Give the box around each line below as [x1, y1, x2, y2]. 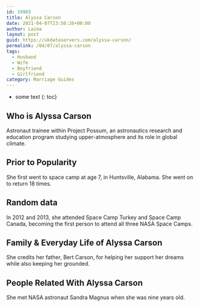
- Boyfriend [12, 65, 42, 72]
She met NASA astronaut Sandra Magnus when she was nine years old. [6, 294, 185, 301]
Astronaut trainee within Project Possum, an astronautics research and [6, 127, 183, 134]
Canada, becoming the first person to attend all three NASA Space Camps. [6, 220, 193, 228]
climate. [6, 140, 26, 147]
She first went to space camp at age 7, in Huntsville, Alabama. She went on [6, 174, 194, 181]
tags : [6, 49, 20, 55]
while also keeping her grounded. [6, 260, 90, 268]
